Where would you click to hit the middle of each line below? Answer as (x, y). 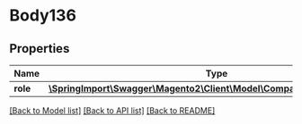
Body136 (43, 16)
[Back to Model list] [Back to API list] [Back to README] (112, 111)
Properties (40, 49)
